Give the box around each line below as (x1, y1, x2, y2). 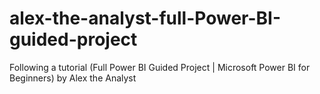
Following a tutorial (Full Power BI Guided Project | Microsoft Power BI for (9, 61, 311, 73)
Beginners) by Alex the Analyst (9, 72, 137, 84)
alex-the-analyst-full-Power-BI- (9, 7, 282, 30)
